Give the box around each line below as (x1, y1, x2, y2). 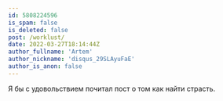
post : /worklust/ (8, 33, 65, 41)
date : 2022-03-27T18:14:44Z (8, 41, 101, 49)
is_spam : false (8, 19, 58, 27)
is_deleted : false (8, 26, 68, 34)
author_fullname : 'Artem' (8, 48, 93, 56)
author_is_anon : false (8, 63, 82, 70)
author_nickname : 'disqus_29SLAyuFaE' (8, 56, 135, 63)
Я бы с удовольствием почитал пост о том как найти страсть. (8, 84, 216, 93)
